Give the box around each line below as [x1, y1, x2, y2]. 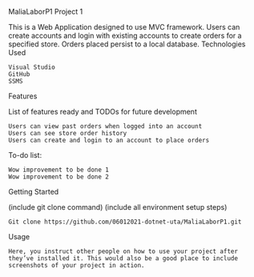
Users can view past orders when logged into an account [8, 122, 203, 130]
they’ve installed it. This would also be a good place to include [8, 255, 239, 263]
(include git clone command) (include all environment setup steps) [8, 203, 228, 211]
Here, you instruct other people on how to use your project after [8, 247, 239, 255]
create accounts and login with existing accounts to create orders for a [8, 31, 242, 40]
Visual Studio [8, 63, 56, 71]
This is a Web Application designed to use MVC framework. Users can [8, 22, 240, 31]
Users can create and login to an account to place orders [8, 136, 210, 144]
